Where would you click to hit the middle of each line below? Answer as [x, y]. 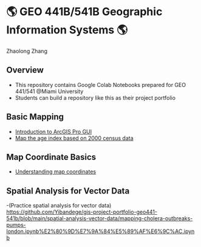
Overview [25, 70]
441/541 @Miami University [49, 91]
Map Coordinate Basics [51, 157]
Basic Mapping [35, 117]
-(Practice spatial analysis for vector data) [59, 206]
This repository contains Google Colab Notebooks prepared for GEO [101, 85]
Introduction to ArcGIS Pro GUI [53, 131]
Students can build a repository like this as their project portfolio [95, 97]
